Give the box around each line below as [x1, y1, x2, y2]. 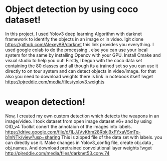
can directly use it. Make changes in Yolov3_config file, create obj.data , [5, 139, 154, 145]
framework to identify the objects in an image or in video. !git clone [5, 36, 144, 42]
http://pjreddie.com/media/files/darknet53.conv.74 [5, 150, 110, 156]
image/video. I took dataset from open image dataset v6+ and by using [5, 118, 152, 124]
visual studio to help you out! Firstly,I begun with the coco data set [5, 57, 142, 63]
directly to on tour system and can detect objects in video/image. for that [5, 68, 156, 74]
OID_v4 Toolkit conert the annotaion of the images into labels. [5, 123, 132, 129]
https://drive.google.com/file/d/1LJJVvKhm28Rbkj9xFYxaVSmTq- [5, 129, 141, 135]
